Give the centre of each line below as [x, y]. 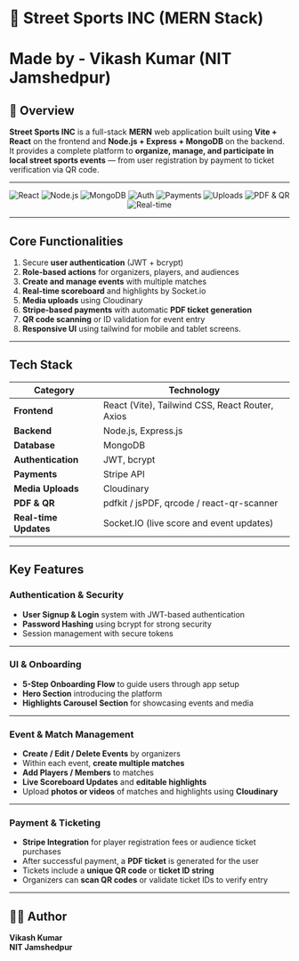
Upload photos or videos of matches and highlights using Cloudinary [150, 792]
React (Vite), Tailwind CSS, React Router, [188, 405]
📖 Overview [42, 110]
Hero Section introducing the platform [92, 693]
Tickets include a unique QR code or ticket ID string [118, 870]
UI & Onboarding [45, 665]
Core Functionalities [66, 241]
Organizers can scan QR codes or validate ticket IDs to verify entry [145, 880]
